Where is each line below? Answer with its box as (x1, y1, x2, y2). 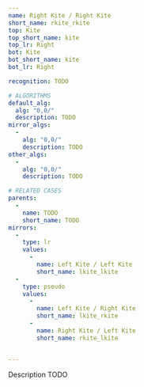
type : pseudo (22, 283, 66, 290)
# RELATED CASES (8, 187, 62, 195)
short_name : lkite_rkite (36, 312, 119, 321)
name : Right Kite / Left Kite (36, 326, 136, 335)
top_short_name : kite (8, 33, 80, 42)
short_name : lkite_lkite (36, 267, 119, 275)
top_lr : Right (8, 41, 55, 49)
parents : (8, 195, 37, 203)
